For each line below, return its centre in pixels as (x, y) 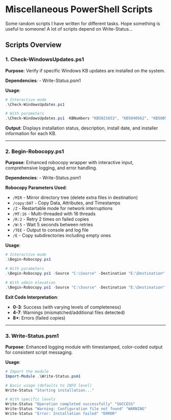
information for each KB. (31, 134)
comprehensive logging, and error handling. (51, 168)
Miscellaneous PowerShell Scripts (79, 9)
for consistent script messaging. (39, 352)
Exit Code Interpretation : (32, 297)
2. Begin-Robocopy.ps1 (35, 151)
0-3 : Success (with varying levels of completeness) (67, 307)
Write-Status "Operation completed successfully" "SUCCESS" (70, 404)
